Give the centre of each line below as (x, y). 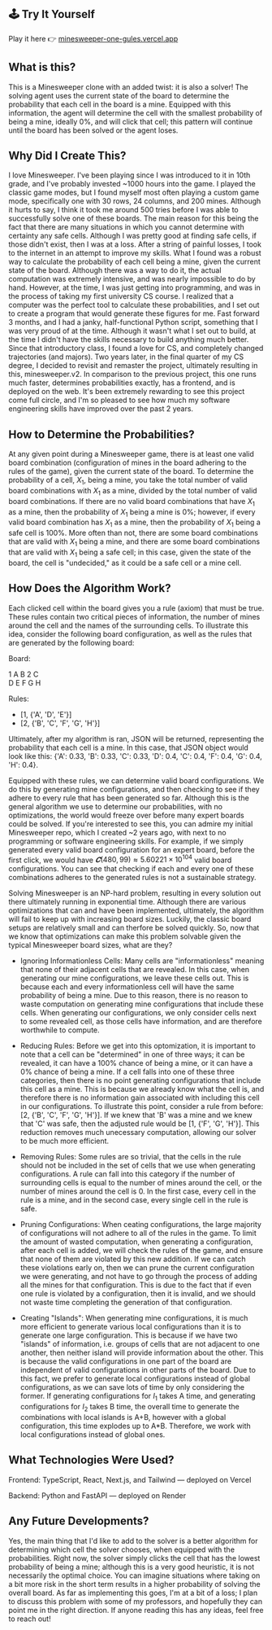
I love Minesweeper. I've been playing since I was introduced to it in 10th (130, 175)
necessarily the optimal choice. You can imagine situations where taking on (134, 1575)
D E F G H (25, 682)
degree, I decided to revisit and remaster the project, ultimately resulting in (133, 366)
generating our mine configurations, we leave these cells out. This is (134, 978)
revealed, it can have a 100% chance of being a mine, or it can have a (136, 1063)
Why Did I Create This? (67, 156)
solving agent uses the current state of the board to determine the (119, 95)
